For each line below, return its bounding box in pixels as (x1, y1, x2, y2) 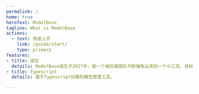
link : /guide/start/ (17, 42, 68, 48)
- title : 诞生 (6, 58, 40, 63)
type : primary (17, 47, 52, 53)
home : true (6, 14, 33, 20)
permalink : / (6, 8, 38, 15)
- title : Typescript (6, 69, 57, 75)
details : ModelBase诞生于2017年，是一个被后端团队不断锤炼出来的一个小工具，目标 (11, 63, 194, 69)
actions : (6, 31, 28, 36)
